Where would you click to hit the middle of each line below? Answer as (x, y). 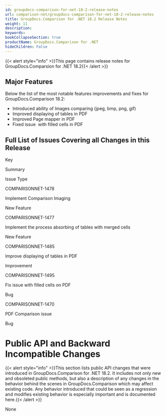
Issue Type (16, 179)
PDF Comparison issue (28, 314)
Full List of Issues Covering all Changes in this (78, 140)
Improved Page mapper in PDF (44, 119)
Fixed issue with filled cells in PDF (48, 124)
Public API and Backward (58, 344)
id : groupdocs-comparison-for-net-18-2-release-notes (62, 10)
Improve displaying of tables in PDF (41, 256)
